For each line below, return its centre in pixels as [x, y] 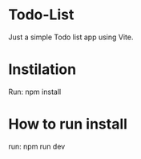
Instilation [42, 69]
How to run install [68, 124]
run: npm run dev [37, 146]
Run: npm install [35, 92]
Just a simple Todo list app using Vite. [71, 37]
